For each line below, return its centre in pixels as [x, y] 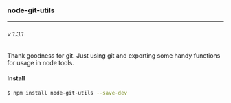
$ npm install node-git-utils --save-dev [67, 93]
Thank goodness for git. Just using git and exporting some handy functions [114, 55]
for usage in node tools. [41, 62]
